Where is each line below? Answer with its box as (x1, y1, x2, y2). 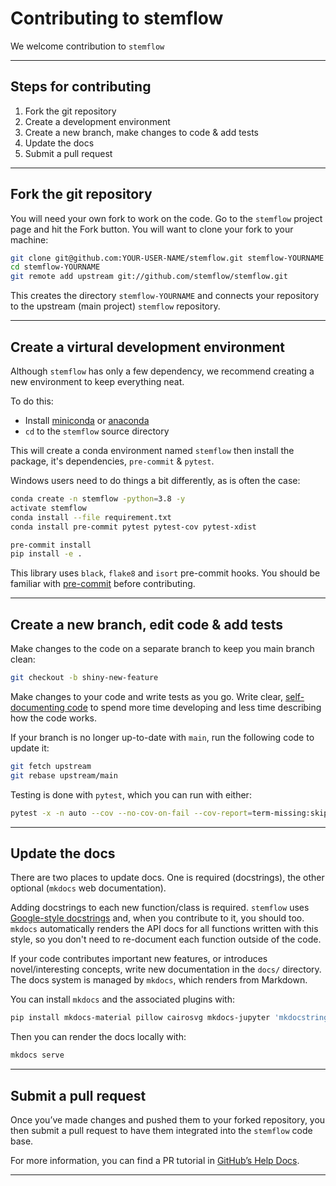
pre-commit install (10, 540, 92, 550)
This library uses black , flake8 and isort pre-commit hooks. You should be (10, 567, 321, 579)
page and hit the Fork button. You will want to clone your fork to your (10, 223, 294, 235)
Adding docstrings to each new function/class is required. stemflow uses (10, 902, 310, 914)
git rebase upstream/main (10, 770, 118, 781)
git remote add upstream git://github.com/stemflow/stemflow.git (10, 272, 288, 282)
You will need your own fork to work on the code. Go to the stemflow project (10, 212, 323, 224)
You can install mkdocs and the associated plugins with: (10, 993, 235, 1006)
